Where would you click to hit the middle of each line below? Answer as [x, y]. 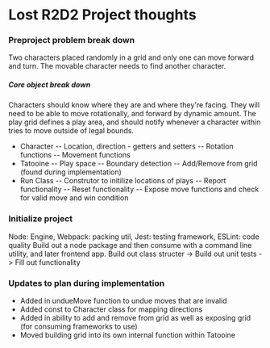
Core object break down [50, 85]
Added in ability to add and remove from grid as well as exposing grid [135, 318]
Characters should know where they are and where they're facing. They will [134, 105]
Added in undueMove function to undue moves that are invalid [123, 301]
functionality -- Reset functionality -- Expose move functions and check [139, 189]
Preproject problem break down [72, 40]
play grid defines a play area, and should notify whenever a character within [135, 122]
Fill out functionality [48, 262]
